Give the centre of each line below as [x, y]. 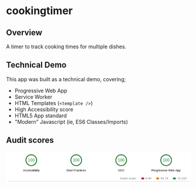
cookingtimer [40, 11]
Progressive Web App [41, 90]
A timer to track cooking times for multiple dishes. [66, 46]
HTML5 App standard [40, 115]
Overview [24, 33]
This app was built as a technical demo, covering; [66, 79]
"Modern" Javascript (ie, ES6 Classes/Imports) [71, 122]
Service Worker [33, 97]
